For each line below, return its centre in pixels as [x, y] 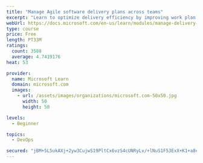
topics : [16, 134]
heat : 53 [17, 62]
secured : [17, 151]
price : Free [21, 34]
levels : [16, 118]
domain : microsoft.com [40, 85]
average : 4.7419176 [36, 57]
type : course [23, 29]
